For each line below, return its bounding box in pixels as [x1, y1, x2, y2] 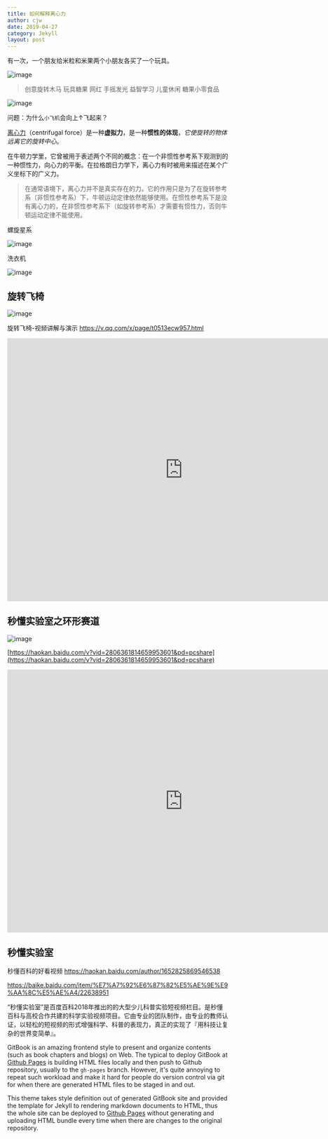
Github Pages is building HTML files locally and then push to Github [7, 1058, 202, 1066]
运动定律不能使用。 [30, 211, 86, 220]
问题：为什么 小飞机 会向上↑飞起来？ [7, 114, 109, 122]
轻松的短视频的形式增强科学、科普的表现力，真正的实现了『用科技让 [25, 1020, 222, 1028]
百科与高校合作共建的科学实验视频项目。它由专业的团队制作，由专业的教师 [7, 1011, 222, 1020]
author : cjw [7, 17, 42, 24]
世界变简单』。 [19, 1029, 60, 1037]
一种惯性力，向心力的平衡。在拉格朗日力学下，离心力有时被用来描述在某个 [7, 161, 222, 169]
